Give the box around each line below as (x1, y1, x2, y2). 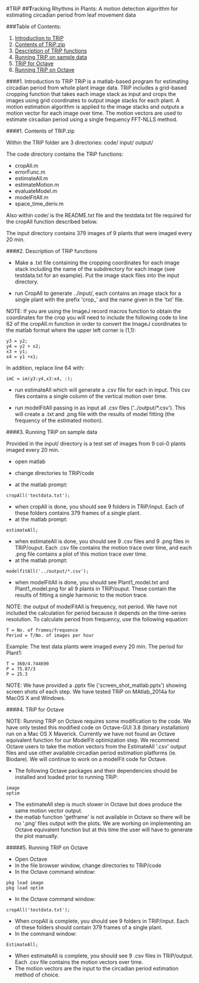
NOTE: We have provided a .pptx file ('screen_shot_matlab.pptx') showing (6, 682, 187, 689)
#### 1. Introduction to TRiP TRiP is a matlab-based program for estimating (6, 78, 189, 85)
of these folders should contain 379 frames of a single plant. (14, 924, 163, 930)
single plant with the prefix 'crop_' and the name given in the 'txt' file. (14, 296, 184, 303)
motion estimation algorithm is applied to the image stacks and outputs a (6, 103, 184, 110)
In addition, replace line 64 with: (6, 364, 85, 371)
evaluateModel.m (14, 187, 58, 195)
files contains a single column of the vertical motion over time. (14, 393, 168, 399)
